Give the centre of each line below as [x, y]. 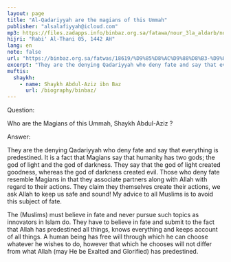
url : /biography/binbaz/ [61, 90]
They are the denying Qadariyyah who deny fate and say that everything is [113, 150]
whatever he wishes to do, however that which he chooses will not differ [109, 244]
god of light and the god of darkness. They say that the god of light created [114, 165]
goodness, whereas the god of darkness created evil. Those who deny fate [113, 172]
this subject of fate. [34, 201]
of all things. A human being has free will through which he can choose [108, 237]
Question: [21, 110]
